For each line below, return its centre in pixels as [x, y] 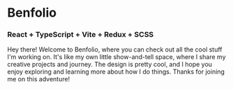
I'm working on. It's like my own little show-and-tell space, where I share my [116, 57]
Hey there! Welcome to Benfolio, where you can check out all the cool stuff [115, 49]
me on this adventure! [39, 79]
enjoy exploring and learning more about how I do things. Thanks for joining [116, 72]
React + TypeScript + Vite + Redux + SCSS [81, 35]
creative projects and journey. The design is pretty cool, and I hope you [110, 65]
